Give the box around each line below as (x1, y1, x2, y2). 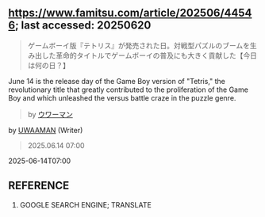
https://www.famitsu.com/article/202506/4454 (8, 6, 252, 20)
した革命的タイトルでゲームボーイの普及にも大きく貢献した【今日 (41, 51, 258, 60)
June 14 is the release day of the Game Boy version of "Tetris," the (8, 76, 226, 86)
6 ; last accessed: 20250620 (8, 19, 152, 32)
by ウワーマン (27, 109, 73, 119)
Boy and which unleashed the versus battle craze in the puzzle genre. (8, 93, 236, 102)
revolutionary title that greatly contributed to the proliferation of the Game (8, 85, 248, 94)
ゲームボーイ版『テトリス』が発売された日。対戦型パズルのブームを (27, 40, 250, 50)
